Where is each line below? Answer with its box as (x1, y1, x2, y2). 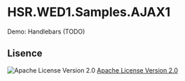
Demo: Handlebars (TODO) (7, 27, 85, 36)
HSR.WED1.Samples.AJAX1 (7, 4, 171, 20)
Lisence (7, 47, 43, 59)
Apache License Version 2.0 (97, 66, 179, 74)
